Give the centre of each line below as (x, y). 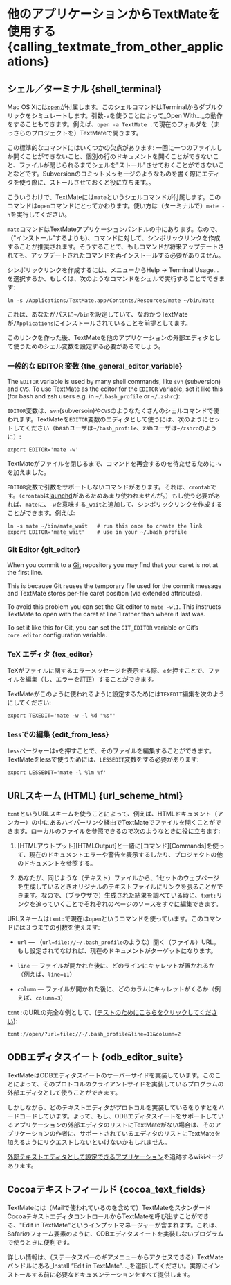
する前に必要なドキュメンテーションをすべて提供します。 (112, 1274)
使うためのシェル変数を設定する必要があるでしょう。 (89, 346)
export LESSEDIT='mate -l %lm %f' (57, 773)
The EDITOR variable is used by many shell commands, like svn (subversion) (114, 382)
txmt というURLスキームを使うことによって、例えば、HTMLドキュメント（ (112, 814)
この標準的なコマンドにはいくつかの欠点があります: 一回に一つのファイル (112, 148)
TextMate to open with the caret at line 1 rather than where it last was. (107, 614)
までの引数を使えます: (68, 927)
